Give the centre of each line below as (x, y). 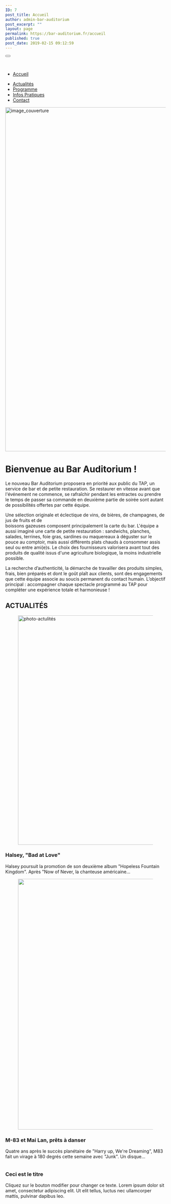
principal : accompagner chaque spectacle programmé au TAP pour (76, 584)
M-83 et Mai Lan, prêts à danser (46, 1140)
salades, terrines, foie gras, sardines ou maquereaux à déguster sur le (79, 536)
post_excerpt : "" (24, 24)
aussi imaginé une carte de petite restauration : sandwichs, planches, (78, 531)
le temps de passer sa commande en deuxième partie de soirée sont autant (84, 500)
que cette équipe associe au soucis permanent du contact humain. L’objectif (85, 579)
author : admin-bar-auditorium (37, 19)
